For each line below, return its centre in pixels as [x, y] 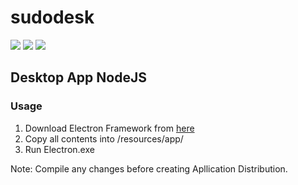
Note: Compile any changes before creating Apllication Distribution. [149, 168]
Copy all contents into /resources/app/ [104, 138]
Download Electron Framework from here [109, 128]
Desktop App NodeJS [78, 77]
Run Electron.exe [59, 149]
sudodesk [52, 17]
